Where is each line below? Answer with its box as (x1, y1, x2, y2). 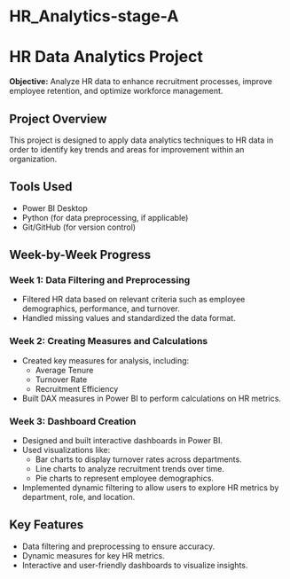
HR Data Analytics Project (9, 47, 204, 67)
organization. (9, 153, 58, 164)
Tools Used (9, 179, 73, 194)
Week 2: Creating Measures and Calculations (9, 335, 208, 348)
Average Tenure (35, 364, 94, 375)
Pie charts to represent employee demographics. (35, 473, 215, 484)
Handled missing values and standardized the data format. (21, 313, 237, 324)
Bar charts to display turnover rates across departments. (35, 454, 242, 465)
